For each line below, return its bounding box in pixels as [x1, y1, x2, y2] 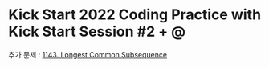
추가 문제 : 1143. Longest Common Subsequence [8, 49, 167, 59]
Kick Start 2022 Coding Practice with [8, 6, 262, 24]
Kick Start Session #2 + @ [8, 22, 186, 41]
